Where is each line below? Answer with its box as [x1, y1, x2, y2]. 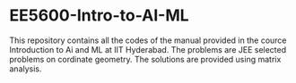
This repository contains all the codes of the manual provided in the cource [9, 35, 287, 46]
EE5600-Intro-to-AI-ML [9, 5, 190, 26]
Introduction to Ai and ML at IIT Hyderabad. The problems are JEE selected [9, 44, 287, 54]
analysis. [9, 63, 42, 74]
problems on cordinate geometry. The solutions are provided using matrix [9, 54, 282, 64]
